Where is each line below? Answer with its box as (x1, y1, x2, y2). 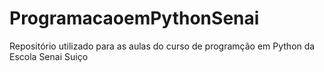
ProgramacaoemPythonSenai (9, 7, 260, 30)
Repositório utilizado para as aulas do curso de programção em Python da (9, 40, 316, 52)
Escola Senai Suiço (9, 50, 89, 62)
